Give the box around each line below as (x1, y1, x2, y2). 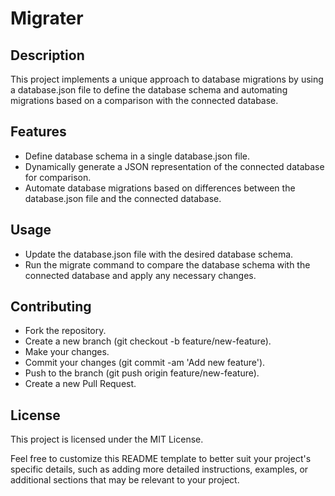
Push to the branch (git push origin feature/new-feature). (24, 367, 260, 379)
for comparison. (24, 171, 92, 183)
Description (10, 47, 85, 64)
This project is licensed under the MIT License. (10, 433, 204, 446)
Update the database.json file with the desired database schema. (24, 248, 294, 260)
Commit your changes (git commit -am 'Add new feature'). (24, 357, 266, 369)
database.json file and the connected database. (24, 192, 222, 204)
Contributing (10, 298, 92, 316)
